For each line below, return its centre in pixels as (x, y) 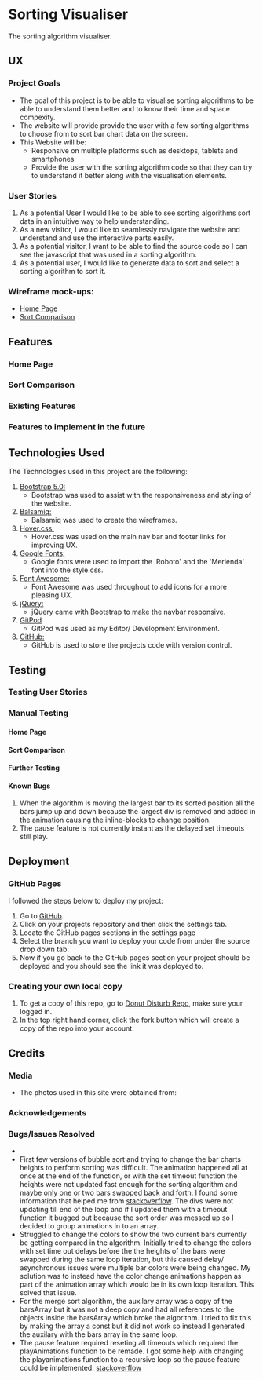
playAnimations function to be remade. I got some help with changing (132, 1351)
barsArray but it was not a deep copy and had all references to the (127, 1309)
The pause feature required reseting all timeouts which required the (129, 1343)
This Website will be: (53, 142)
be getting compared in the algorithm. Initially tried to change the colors (135, 1243)
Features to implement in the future (77, 427)
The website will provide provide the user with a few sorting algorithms (134, 125)
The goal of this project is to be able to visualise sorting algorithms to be (136, 100)
